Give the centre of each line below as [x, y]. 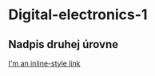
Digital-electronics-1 [78, 15]
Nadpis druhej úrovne [63, 44]
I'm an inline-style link [44, 63]
